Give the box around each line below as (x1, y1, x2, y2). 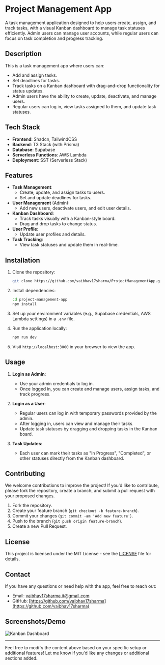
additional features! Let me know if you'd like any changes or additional (5, 650, 149, 656)
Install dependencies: (12, 288, 56, 294)
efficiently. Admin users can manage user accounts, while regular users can (5, 30, 159, 36)
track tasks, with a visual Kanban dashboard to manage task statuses (5, 25, 145, 30)
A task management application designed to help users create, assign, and (5, 20, 156, 26)
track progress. (19, 391, 51, 397)
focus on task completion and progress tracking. (5, 35, 104, 41)
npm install (12, 302, 37, 306)
